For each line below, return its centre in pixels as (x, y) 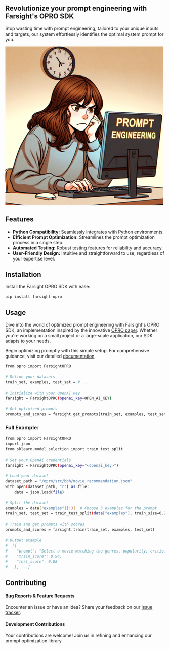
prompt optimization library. (34, 641)
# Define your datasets (30, 377)
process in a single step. (38, 242)
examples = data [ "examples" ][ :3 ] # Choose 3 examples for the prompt (81, 508)
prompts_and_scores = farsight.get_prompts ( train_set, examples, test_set (86, 414)
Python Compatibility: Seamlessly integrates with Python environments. (88, 232)
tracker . (13, 612)
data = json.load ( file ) (39, 492)
